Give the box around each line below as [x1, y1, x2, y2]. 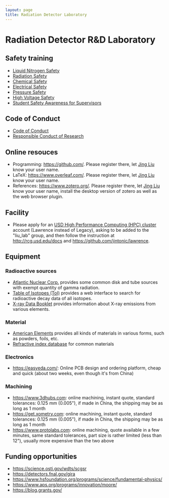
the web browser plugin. [12, 193, 64, 200]
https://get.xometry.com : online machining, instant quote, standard [12, 410, 152, 417]
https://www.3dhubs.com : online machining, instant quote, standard [12, 394, 155, 400]
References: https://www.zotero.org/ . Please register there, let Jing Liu [12, 183, 160, 189]
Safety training [5, 54, 54, 63]
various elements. [12, 306, 50, 312]
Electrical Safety [12, 84, 47, 90]
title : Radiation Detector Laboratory [5, 12, 87, 17]
